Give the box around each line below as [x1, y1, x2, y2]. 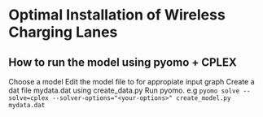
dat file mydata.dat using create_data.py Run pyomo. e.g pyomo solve [8, 85, 240, 95]
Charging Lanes [8, 23, 118, 41]
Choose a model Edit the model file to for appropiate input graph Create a [8, 77, 255, 86]
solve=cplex [8, 94, 49, 102]
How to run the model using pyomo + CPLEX [8, 55, 238, 69]
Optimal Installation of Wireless [8, 6, 226, 24]
